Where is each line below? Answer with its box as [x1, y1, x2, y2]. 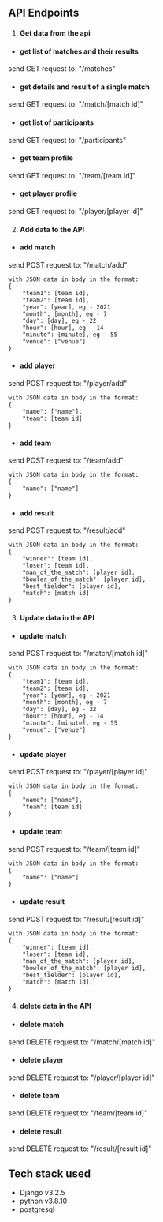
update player [19, 749, 67, 759]
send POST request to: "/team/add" [8, 455, 124, 465]
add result [19, 508, 54, 518]
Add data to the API [19, 224, 85, 234]
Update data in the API [19, 613, 94, 622]
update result [19, 897, 65, 906]
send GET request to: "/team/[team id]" [8, 171, 136, 180]
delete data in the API [19, 1002, 92, 1011]
